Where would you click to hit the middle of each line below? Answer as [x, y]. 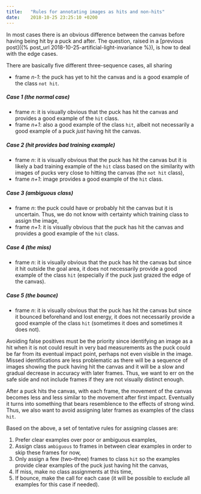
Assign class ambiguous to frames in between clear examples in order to [103, 446]
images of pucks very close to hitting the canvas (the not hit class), [100, 173]
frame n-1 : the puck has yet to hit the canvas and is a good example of [102, 77]
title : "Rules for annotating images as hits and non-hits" [85, 12]
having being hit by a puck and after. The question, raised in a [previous [95, 41]
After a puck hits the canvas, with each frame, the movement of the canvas [99, 391]
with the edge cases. [32, 53]
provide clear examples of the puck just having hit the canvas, [92, 465]
